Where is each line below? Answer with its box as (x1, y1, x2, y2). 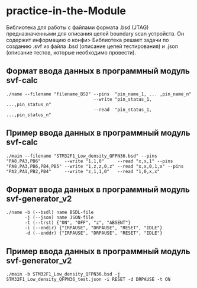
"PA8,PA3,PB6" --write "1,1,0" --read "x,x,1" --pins (6, 158, 173, 164)
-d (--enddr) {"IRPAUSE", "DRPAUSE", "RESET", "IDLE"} (24, 230, 163, 236)
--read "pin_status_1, (93, 107, 152, 113)
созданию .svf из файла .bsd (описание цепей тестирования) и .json (6, 43, 179, 50)
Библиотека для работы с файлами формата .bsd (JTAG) (6, 24, 149, 31)
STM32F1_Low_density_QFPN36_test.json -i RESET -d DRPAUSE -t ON (6, 277, 170, 283)
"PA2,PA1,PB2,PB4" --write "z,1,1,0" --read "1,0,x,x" (6, 168, 160, 174)
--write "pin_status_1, (93, 96, 152, 102)
